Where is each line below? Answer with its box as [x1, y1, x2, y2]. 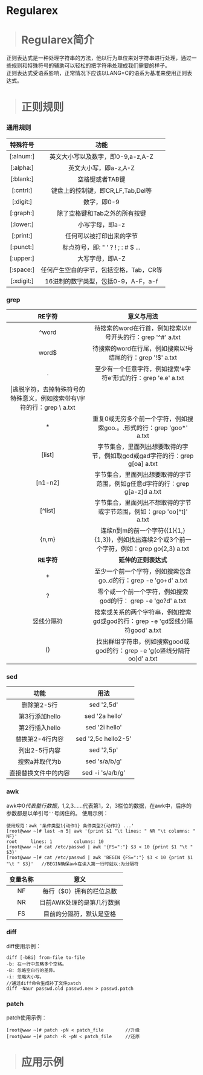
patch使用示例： [6, 1014, 47, 1021]
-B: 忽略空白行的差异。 [6, 967, 58, 973]
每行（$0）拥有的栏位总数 [42, 886, 117, 895]
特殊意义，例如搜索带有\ [10, 394, 80, 402]
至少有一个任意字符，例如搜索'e [94, 364, 185, 373]
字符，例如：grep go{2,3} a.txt [102, 544, 190, 553]
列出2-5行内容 [18, 746, 61, 755]
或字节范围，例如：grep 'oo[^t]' [98, 507, 188, 515]
